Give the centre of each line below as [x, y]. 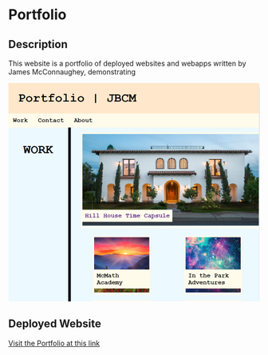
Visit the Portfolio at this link [54, 343]
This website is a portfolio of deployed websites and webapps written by [127, 63]
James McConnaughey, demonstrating [72, 72]
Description [38, 44]
